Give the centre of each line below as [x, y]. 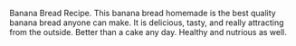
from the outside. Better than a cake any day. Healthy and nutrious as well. [148, 32]
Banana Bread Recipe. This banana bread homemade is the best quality [143, 13]
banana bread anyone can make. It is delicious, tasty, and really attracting [147, 23]
